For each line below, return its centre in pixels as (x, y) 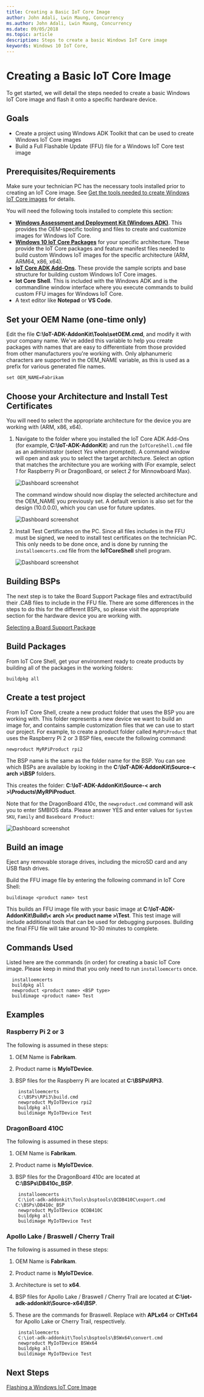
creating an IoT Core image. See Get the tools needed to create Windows (98, 193)
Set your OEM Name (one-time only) (76, 319)
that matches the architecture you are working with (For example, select (105, 465)
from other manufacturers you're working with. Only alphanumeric (89, 354)
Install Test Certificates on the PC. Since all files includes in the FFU (100, 531)
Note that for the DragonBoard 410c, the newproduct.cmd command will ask (100, 804)
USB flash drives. (28, 869)
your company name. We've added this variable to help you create (90, 341)
